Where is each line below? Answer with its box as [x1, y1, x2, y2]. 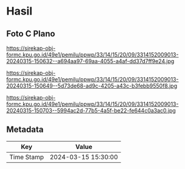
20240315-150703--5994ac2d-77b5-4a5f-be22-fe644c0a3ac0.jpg [6, 107, 176, 114]
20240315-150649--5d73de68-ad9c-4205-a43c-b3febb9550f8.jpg [6, 82, 178, 89]
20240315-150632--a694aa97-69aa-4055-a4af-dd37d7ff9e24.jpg [6, 58, 175, 64]
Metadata [6, 125, 44, 135]
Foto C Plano [6, 29, 55, 39]
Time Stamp [9, 153, 44, 161]
